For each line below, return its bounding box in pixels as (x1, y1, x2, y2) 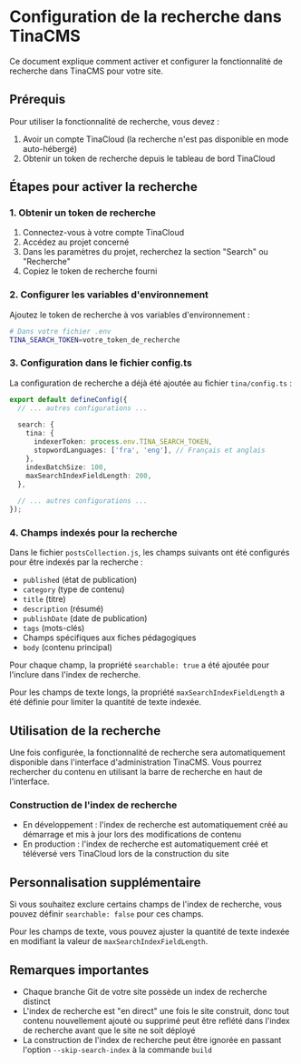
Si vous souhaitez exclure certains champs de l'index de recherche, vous (9, 898, 283, 910)
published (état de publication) (22, 575, 138, 586)
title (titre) (22, 594, 66, 605)
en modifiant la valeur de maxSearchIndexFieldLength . (9, 936, 209, 947)
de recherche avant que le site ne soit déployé (22, 1025, 197, 1036)
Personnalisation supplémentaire (9, 875, 201, 890)
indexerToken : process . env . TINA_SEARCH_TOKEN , (33, 437, 213, 447)
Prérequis (9, 92, 66, 107)
